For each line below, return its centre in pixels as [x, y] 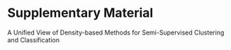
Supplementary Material [80, 13]
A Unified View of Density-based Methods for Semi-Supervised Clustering [116, 32]
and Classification [34, 39]
